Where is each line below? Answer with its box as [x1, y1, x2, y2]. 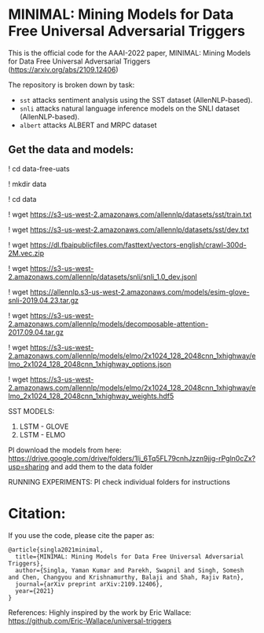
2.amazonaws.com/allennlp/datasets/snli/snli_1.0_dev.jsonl [8, 272, 198, 281]
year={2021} [15, 587, 55, 595]
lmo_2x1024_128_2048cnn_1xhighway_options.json [8, 359, 171, 368]
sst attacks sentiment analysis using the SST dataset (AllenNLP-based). [19, 95, 253, 104]
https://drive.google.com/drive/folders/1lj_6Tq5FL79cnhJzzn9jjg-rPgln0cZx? [8, 453, 256, 463]
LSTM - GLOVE [19, 422, 69, 431]
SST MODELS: [8, 406, 55, 415]
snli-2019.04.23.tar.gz [8, 295, 79, 305]
